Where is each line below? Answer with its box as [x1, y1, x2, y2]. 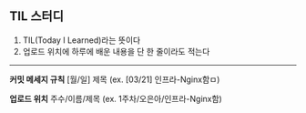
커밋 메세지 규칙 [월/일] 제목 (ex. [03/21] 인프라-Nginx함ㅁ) [9, 74, 220, 85]
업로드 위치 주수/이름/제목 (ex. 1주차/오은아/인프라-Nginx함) [9, 93, 223, 104]
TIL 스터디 [9, 8, 64, 25]
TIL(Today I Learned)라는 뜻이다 [22, 35, 141, 46]
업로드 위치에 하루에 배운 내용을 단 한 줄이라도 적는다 [22, 46, 210, 56]
